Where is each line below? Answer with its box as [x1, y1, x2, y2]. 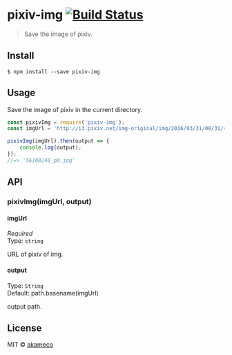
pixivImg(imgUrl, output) [7, 197, 92, 207]
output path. [7, 302, 43, 311]
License [7, 322, 42, 334]
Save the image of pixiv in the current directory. [7, 105, 143, 113]
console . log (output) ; [19, 144, 81, 152]
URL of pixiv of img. [7, 250, 64, 259]
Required [7, 229, 33, 238]
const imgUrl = [7, 125, 51, 132]
